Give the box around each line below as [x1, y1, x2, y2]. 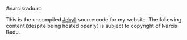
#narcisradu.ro [6, 5, 42, 12]
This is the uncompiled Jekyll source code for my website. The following [6, 16, 182, 23]
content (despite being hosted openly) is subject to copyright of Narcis [6, 23, 178, 29]
